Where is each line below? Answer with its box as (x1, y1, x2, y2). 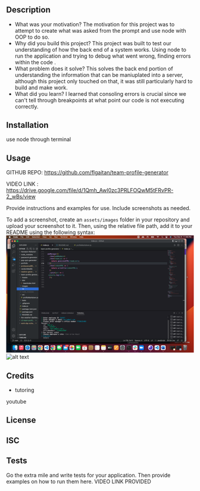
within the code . (14, 58, 57, 65)
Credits (6, 371, 35, 381)
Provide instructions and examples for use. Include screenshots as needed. (6, 205, 191, 212)
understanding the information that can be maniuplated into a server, (14, 71, 183, 79)
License (6, 415, 36, 426)
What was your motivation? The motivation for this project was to (14, 20, 175, 28)
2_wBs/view (6, 193, 36, 201)
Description (6, 5, 51, 15)
